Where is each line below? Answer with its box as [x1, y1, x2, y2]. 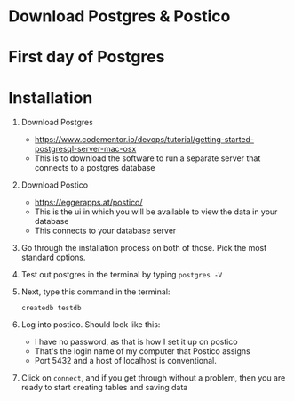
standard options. [20, 252, 86, 263]
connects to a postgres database [34, 163, 156, 173]
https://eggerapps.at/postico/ [34, 197, 143, 208]
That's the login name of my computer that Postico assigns [34, 346, 250, 357]
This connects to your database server [34, 225, 177, 237]
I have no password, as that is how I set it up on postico [34, 336, 238, 348]
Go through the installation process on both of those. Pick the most [20, 243, 267, 253]
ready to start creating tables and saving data [20, 382, 188, 393]
